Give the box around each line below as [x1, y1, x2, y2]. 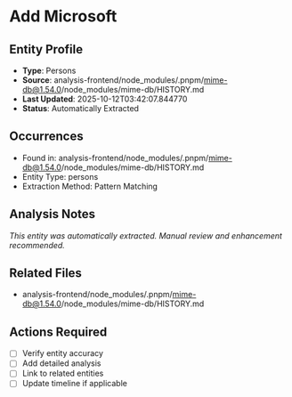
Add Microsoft [9, 6, 118, 27]
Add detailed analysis [21, 358, 101, 369]
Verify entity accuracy [21, 348, 104, 359]
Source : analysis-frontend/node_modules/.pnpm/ [21, 75, 205, 85]
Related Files [9, 265, 83, 281]
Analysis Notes [9, 207, 96, 222]
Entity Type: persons [21, 171, 99, 182]
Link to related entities [21, 368, 104, 379]
